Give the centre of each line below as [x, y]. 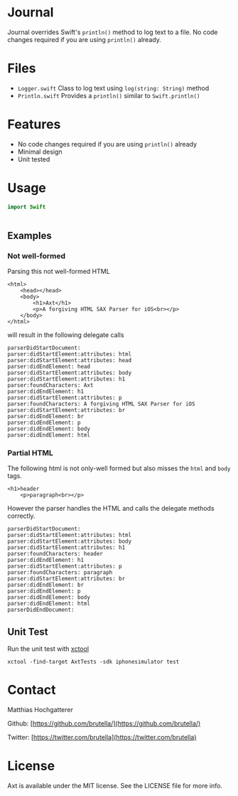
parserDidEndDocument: [41, 610]
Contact [32, 690]
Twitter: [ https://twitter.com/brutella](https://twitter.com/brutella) [102, 738]
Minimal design [40, 152]
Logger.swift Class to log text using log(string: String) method [113, 88]
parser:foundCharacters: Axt [50, 386]
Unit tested [34, 159]
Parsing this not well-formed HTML [59, 272]
